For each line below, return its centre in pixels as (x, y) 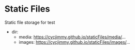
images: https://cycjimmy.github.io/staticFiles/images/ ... (74, 42)
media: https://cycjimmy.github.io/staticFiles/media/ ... (72, 37)
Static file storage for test (30, 22)
